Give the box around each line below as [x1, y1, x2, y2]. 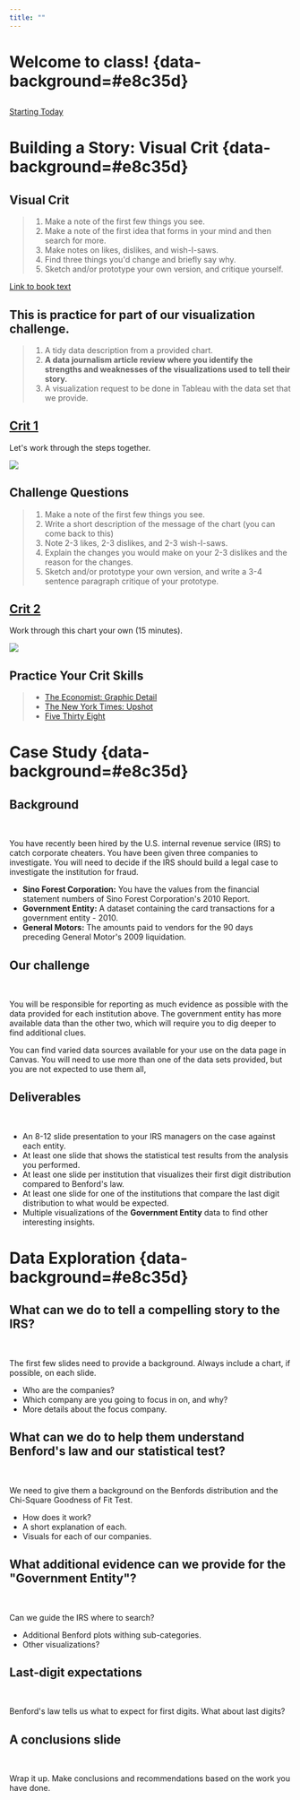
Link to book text [9, 281, 72, 292]
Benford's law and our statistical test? [9, 1444, 226, 1459]
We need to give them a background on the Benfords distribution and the [9, 1484, 279, 1495]
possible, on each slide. [9, 1367, 97, 1378]
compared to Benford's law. [21, 1178, 125, 1189]
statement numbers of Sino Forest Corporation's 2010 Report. [21, 894, 251, 904]
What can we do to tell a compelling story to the [9, 1302, 280, 1318]
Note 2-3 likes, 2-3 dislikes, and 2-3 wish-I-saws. [44, 537, 228, 548]
